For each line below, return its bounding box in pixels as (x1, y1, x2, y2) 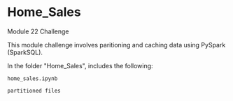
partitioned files (7, 87, 61, 94)
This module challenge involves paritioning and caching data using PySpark (7, 40, 226, 49)
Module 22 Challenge (7, 27, 69, 36)
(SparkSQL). (7, 48, 43, 56)
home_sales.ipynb (7, 75, 58, 82)
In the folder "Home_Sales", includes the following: (7, 61, 153, 70)
